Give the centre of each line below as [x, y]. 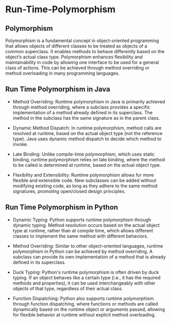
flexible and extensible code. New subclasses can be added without [84, 180]
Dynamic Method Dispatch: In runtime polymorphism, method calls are [87, 128]
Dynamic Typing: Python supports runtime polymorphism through [82, 220]
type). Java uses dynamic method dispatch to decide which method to [87, 139]
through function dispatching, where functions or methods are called [85, 304]
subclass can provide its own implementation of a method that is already [89, 256]
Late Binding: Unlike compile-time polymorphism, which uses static [84, 154]
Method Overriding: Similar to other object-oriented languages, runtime [88, 246]
